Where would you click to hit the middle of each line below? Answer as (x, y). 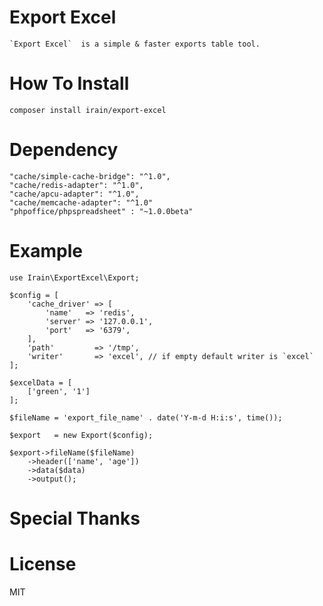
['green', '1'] (59, 391)
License (43, 564)
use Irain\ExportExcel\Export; (74, 277)
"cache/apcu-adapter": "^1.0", (74, 194)
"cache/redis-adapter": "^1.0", (76, 185)
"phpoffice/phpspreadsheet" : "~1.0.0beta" (101, 211)
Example (46, 251)
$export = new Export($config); (81, 435)
